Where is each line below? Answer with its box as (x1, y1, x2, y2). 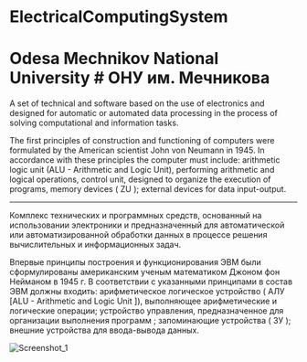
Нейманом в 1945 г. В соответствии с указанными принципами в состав (9, 276, 293, 287)
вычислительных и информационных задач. (9, 240, 182, 250)
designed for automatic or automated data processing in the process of (9, 108, 279, 119)
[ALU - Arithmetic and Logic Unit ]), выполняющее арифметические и (9, 295, 277, 307)
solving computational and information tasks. (9, 117, 179, 129)
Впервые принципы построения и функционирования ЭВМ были (9, 257, 262, 268)
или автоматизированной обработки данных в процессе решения (9, 229, 268, 240)
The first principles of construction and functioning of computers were (9, 135, 275, 146)
